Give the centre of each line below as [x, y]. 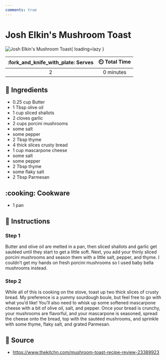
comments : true [21, 10]
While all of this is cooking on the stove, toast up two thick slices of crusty [82, 292]
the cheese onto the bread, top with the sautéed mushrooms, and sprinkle [82, 319]
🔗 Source [20, 340]
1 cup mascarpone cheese [40, 150]
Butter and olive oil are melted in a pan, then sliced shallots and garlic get [81, 246]
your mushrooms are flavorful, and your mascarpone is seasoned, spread [81, 314]
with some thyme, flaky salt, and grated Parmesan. [58, 324]
